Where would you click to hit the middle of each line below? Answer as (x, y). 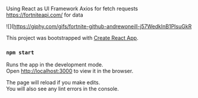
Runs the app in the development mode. (55, 65)
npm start (20, 52)
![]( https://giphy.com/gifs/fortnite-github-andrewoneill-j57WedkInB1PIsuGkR (99, 26)
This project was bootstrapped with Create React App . (72, 38)
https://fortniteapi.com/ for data (45, 15)
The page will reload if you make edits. (53, 83)
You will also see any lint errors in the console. (63, 89)
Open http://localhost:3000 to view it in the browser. (70, 71)
